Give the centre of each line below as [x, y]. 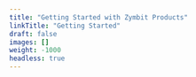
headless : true [37, 58]
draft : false [33, 34]
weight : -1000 [35, 50]
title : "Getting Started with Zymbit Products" [99, 17]
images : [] [29, 42]
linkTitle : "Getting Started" [65, 26]
